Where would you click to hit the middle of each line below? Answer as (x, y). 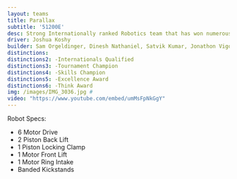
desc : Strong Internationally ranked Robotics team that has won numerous (120, 33)
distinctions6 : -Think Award (50, 86)
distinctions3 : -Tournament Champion (63, 66)
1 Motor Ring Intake (45, 162)
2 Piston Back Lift (43, 140)
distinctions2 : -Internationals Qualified (71, 60)
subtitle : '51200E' (36, 27)
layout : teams (28, 14)
